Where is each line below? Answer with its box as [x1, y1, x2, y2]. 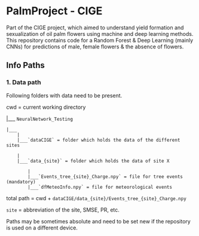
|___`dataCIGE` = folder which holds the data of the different [17, 137, 180, 143]
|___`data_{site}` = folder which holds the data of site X [17, 158, 170, 164]
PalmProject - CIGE [6, 4, 103, 18]
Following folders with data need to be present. [6, 91, 123, 99]
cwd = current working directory [6, 103, 86, 111]
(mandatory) [6, 179, 36, 185]
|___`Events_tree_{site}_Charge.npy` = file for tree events [27, 173, 183, 180]
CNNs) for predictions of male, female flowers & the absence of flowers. [6, 43, 184, 50]
